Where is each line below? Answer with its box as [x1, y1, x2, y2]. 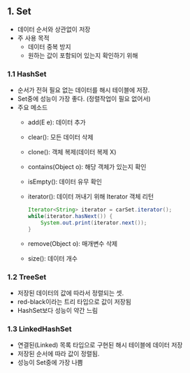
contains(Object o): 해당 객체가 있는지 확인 [27, 163, 147, 171]
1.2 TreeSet [7, 272, 47, 281]
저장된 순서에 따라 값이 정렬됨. [17, 349, 100, 358]
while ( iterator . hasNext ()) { [27, 212, 113, 219]
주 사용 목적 [17, 34, 50, 42]
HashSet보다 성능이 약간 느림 [17, 306, 98, 314]
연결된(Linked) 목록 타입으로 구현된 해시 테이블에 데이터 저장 [17, 341, 183, 349]
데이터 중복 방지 [27, 42, 71, 51]
